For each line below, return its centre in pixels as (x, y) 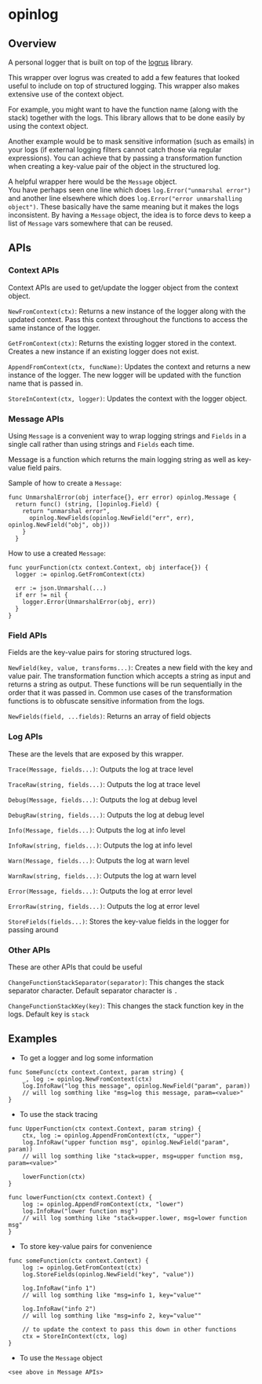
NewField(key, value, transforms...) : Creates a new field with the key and (131, 668)
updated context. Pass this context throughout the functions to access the (128, 319)
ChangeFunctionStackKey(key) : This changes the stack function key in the (126, 1005)
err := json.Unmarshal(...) (61, 588)
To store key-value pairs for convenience (86, 1246)
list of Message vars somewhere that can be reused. (91, 223)
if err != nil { (42, 595)
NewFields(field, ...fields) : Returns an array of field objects (109, 716)
